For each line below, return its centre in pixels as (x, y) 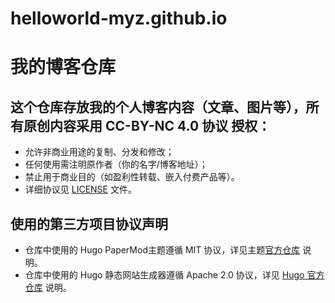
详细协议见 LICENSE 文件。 (80, 189)
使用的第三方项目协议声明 (89, 223)
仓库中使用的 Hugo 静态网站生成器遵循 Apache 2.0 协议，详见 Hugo (164, 275)
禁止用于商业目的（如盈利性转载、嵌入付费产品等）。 (132, 177)
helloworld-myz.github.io (119, 18)
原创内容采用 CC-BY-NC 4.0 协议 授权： (147, 125)
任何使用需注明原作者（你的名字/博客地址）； (116, 164)
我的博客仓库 (63, 67)
